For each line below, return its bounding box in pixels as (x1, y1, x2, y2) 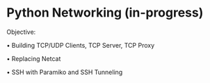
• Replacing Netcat (6, 54, 61, 63)
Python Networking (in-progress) (6, 5, 204, 21)
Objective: (6, 28, 36, 36)
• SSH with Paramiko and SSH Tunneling (6, 68, 123, 76)
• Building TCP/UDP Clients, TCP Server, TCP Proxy (6, 41, 155, 49)
